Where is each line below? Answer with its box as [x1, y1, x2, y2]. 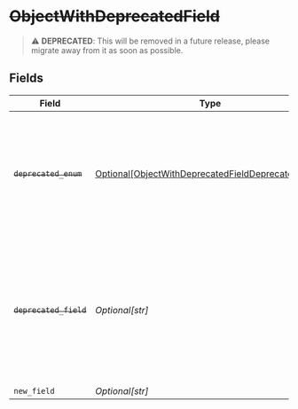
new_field [13, 386, 55, 396]
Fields [9, 71, 44, 86]
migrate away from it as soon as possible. [30, 44, 184, 55]
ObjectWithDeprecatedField [9, 6, 220, 27]
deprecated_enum [13, 169, 82, 178]
